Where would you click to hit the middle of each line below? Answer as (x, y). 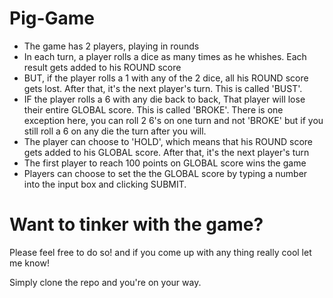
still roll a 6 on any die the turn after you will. (115, 131)
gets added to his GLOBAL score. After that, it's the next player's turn (166, 152)
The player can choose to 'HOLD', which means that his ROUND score (168, 141)
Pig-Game (52, 18)
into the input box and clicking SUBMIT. (105, 184)
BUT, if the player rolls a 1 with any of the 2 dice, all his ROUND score (166, 78)
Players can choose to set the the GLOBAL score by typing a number (165, 173)
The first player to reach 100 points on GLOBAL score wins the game (165, 163)
